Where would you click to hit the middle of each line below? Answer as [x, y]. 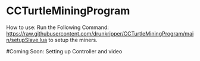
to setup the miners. [73, 40]
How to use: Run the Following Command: [57, 27]
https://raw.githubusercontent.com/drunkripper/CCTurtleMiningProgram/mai [100, 33]
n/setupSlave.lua [27, 40]
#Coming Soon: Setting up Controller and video [64, 51]
